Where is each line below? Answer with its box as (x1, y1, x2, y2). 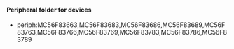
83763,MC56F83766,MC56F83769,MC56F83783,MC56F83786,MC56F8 (16, 28, 228, 37)
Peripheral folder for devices (6, 6, 92, 14)
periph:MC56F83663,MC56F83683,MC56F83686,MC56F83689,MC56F (16, 21, 226, 29)
